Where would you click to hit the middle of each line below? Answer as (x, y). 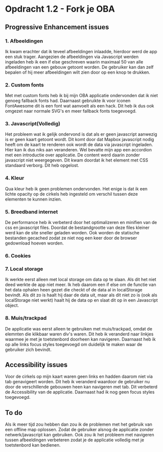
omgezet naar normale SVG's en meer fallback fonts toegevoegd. (71, 111)
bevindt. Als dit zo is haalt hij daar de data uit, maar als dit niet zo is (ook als (81, 295)
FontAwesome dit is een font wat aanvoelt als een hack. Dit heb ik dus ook (80, 106)
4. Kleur (15, 178)
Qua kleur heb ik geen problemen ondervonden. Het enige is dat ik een (76, 188)
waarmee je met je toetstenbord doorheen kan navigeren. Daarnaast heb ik (81, 339)
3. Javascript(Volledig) (33, 124)
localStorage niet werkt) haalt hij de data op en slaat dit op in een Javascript (81, 300)
